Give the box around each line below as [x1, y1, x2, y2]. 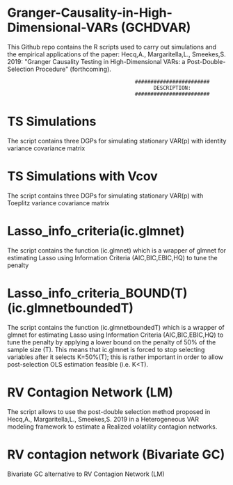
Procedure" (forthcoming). [35, 65, 111, 73]
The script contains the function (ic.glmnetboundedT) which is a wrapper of [7, 323, 225, 331]
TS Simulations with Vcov [7, 168, 158, 184]
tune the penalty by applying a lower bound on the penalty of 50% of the [7, 337, 216, 346]
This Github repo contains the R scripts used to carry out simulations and [7, 42, 217, 51]
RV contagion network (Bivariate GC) [7, 447, 225, 462]
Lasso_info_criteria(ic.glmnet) [7, 223, 185, 239]
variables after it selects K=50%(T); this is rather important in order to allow [7, 353, 224, 361]
